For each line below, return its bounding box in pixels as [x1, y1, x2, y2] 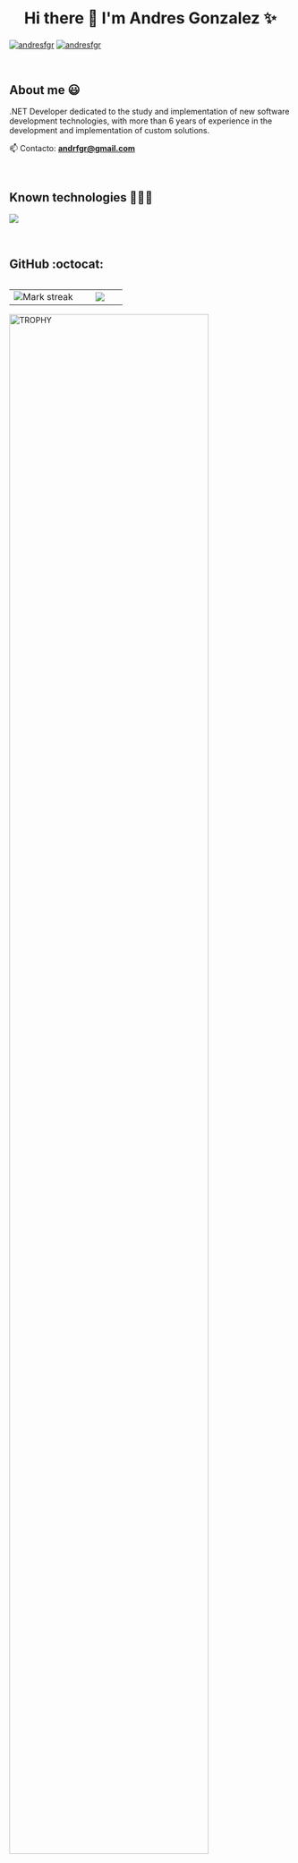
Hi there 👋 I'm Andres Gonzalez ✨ [23, 8, 277, 29]
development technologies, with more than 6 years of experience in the [9, 115, 273, 126]
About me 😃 [9, 82, 81, 98]
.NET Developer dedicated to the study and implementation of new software [9, 107, 290, 117]
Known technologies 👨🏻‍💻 [9, 190, 154, 205]
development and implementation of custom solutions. [9, 125, 210, 136]
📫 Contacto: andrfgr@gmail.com [9, 143, 136, 154]
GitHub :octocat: [9, 256, 105, 271]
